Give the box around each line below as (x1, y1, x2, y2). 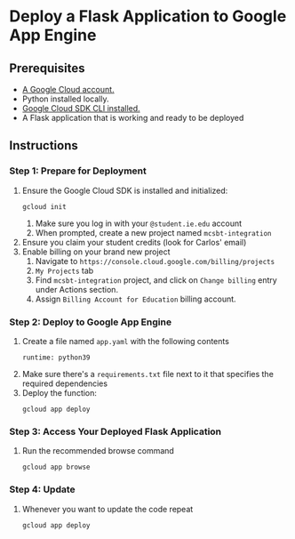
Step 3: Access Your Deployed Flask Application (9, 425, 222, 438)
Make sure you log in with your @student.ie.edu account (35, 218, 243, 229)
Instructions (9, 138, 78, 153)
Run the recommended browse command (21, 446, 175, 456)
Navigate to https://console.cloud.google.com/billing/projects (35, 255, 275, 266)
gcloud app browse (21, 463, 91, 472)
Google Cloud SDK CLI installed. (21, 103, 140, 113)
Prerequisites (9, 60, 85, 76)
